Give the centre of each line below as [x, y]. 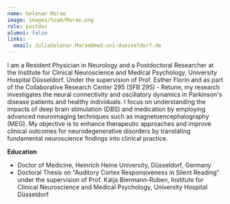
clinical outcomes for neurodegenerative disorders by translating [99, 131]
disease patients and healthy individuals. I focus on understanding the [106, 102]
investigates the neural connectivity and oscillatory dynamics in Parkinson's [115, 94]
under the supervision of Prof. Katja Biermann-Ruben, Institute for [111, 180]
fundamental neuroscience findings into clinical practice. [88, 138]
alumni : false [28, 33]
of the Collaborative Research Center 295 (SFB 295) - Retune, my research [114, 87]
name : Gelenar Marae [37, 13]
